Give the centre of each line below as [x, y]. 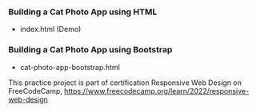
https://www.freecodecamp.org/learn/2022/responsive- [157, 91]
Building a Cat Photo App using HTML [83, 12]
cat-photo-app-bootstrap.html [70, 67]
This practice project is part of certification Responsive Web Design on [125, 83]
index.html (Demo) [50, 29]
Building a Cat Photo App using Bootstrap [90, 50]
